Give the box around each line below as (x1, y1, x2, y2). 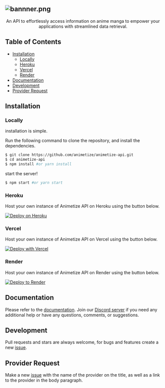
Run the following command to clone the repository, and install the (5, 138, 140, 144)
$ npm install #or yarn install (5, 162, 72, 167)
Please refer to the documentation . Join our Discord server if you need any (5, 306, 158, 312)
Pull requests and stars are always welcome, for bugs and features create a (5, 339, 159, 345)
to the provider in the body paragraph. (5, 377, 83, 384)
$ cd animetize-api (5, 157, 45, 162)
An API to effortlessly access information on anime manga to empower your (6, 18, 160, 24)
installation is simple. (5, 128, 48, 134)
